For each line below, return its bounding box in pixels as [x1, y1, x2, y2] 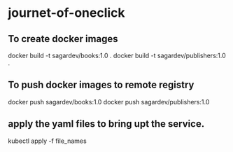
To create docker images [8, 33, 118, 45]
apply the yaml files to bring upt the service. [8, 118, 205, 130]
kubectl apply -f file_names [8, 137, 87, 145]
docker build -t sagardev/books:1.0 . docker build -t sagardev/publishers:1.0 [8, 51, 226, 60]
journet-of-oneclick [8, 5, 125, 21]
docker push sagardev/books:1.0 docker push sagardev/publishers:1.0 [8, 97, 210, 106]
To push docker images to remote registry [8, 79, 195, 91]
